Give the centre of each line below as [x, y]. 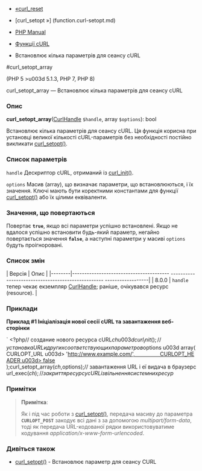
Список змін [26, 261]
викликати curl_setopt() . [37, 144]
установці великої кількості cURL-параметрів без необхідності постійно [99, 138]
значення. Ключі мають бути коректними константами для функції [92, 191]
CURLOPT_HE [177, 354]
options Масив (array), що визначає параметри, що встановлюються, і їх [100, 184]
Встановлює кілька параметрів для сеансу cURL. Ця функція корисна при [101, 131]
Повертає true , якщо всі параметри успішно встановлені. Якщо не [92, 226]
